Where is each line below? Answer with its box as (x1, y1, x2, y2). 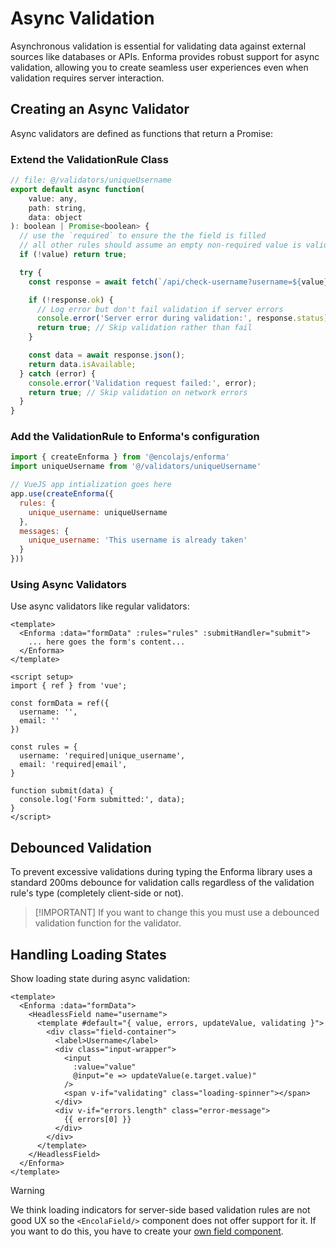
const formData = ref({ (10, 698, 110, 709)
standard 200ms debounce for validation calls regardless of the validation (10, 877, 315, 889)
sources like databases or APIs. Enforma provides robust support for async (10, 50, 320, 62)
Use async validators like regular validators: (10, 600, 190, 612)
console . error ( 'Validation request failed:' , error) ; (28, 378, 257, 388)
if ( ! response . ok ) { (28, 295, 114, 305)
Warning (10, 1185, 45, 1197)
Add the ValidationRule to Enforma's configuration (10, 430, 260, 444)
